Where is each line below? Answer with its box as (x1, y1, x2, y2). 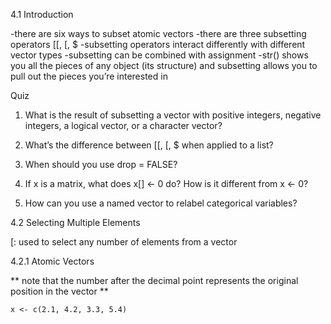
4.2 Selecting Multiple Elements (10, 217, 141, 228)
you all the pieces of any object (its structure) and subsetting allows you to (10, 60, 318, 71)
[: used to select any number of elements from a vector (10, 236, 238, 248)
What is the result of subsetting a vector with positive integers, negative (24, 109, 322, 121)
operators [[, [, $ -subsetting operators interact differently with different (10, 39, 306, 50)
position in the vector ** (10, 285, 109, 297)
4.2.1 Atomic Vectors (10, 255, 95, 267)
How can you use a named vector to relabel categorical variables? (24, 197, 298, 209)
